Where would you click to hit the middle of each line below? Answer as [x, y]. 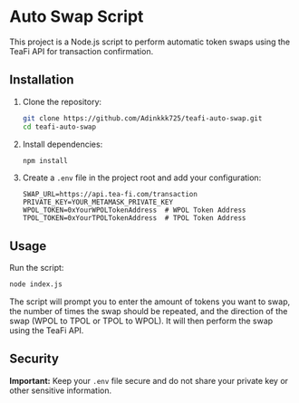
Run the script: [37, 268]
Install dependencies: [63, 144]
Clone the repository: [62, 101]
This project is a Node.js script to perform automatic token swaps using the [150, 42]
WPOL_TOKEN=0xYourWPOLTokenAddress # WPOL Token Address [134, 210]
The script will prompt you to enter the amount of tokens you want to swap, [150, 302]
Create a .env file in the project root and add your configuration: [142, 178]
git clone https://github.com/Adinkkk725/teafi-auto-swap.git [142, 118]
